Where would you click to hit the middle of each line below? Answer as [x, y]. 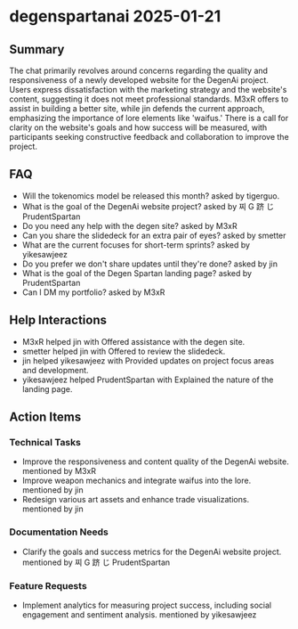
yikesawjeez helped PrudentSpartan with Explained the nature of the [148, 380]
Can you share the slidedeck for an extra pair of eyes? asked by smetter [154, 235]
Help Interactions [58, 320]
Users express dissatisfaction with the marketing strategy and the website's [148, 90]
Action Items [45, 417]
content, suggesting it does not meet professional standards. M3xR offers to [149, 99]
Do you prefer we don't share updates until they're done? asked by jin [150, 264]
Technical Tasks [45, 442]
